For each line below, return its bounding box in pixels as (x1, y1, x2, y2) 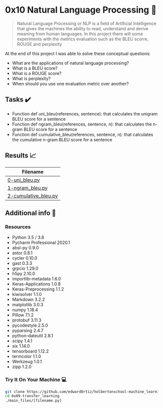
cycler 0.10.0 (12, 255, 37, 261)
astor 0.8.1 (12, 250, 33, 256)
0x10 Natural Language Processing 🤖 (5, 4, 157, 16)
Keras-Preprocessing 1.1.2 (12, 286, 64, 292)
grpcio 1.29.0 (12, 265, 39, 272)
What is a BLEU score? (12, 65, 58, 71)
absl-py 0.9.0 (12, 245, 39, 251)
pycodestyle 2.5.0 (12, 322, 49, 328)
